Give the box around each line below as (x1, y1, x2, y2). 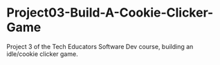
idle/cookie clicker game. (6, 50, 78, 58)
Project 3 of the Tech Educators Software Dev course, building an (6, 42, 194, 50)
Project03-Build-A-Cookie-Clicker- (6, 5, 214, 21)
